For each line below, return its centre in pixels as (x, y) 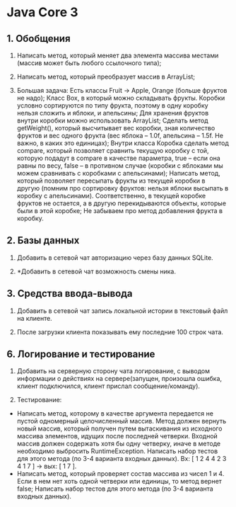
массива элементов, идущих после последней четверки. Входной (117, 436)
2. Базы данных (43, 240)
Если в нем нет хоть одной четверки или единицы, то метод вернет (119, 482)
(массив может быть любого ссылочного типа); (89, 63)
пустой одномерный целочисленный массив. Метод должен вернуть (122, 421)
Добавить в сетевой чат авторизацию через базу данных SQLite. (115, 257)
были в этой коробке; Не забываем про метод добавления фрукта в (120, 211)
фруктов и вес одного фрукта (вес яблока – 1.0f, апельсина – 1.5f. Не (120, 136)
